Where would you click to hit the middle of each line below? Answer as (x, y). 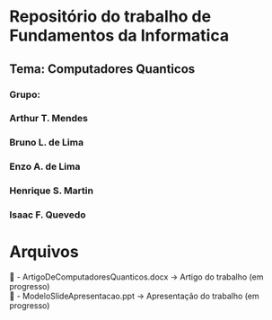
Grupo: (25, 94)
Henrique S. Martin (52, 191)
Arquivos (44, 252)
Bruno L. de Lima (46, 143)
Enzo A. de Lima (45, 166)
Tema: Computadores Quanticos (102, 69)
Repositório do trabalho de (110, 17)
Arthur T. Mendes (48, 119)
